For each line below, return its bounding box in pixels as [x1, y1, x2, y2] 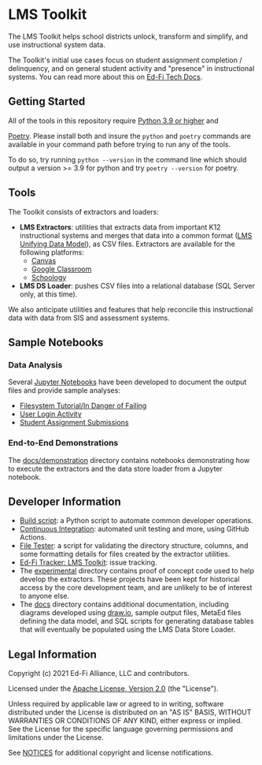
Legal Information [8, 647, 97, 661]
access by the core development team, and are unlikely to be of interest [19, 583, 253, 592]
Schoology [31, 272, 67, 282]
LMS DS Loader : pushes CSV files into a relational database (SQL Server [19, 281, 256, 290]
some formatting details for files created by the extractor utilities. [19, 550, 231, 559]
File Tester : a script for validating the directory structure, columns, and [19, 541, 249, 550]
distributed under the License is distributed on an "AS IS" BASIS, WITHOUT [8, 707, 252, 717]
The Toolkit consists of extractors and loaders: [8, 207, 160, 216]
